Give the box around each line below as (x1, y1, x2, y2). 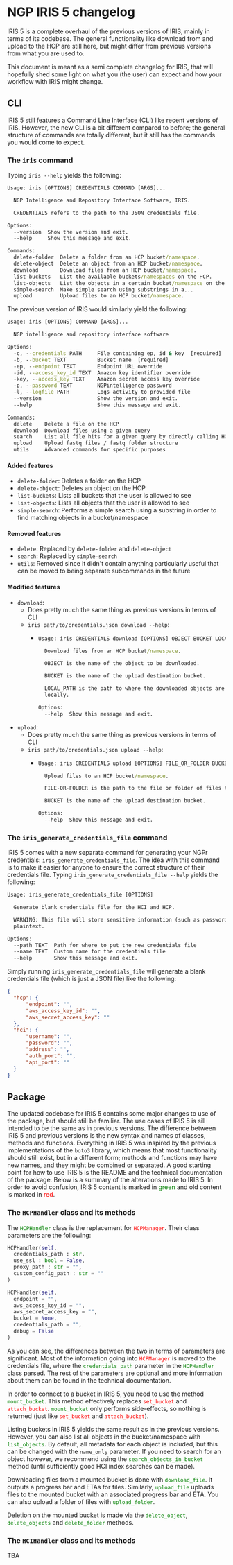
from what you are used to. (7, 49, 85, 58)
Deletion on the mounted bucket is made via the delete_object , (7, 1511, 188, 1519)
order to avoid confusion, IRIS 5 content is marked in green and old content (7, 1183, 222, 1191)
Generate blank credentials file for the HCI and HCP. (13, 904, 175, 911)
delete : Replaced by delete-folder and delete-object (17, 545, 172, 553)
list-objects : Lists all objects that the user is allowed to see (17, 499, 190, 507)
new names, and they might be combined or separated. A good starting (7, 1161, 212, 1169)
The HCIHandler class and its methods (7, 1535, 136, 1545)
